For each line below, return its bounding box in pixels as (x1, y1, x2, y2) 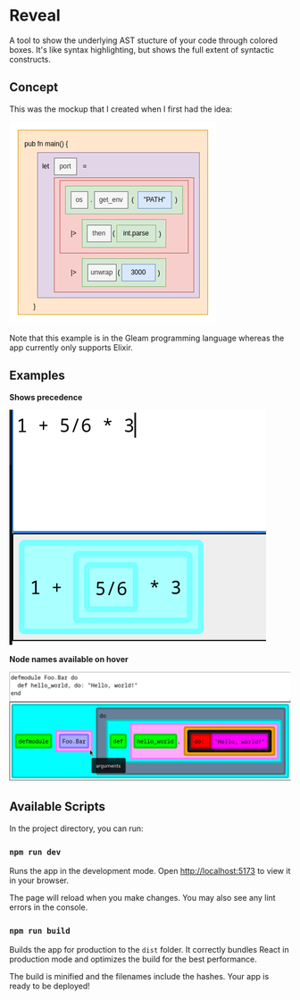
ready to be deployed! (9, 980, 91, 992)
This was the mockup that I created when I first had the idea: (9, 104, 233, 114)
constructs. (9, 54, 52, 64)
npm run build (9, 926, 71, 936)
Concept (9, 80, 59, 95)
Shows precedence (9, 391, 83, 402)
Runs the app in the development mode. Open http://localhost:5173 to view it (9, 866, 291, 877)
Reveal (9, 5, 61, 26)
